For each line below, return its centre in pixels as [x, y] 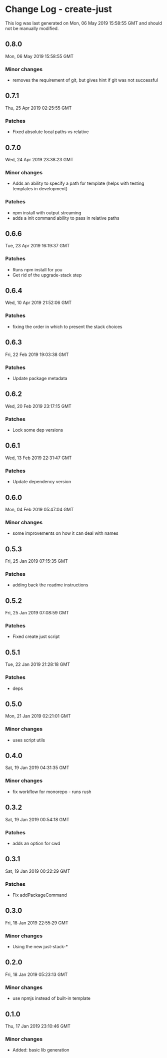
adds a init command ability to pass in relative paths [66, 218]
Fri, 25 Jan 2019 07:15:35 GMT [37, 561]
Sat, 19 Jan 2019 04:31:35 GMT [37, 768]
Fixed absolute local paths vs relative [50, 132]
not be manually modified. [32, 28]
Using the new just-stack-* [40, 947]
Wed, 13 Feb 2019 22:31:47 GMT [38, 458]
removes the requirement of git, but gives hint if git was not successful [85, 80]
